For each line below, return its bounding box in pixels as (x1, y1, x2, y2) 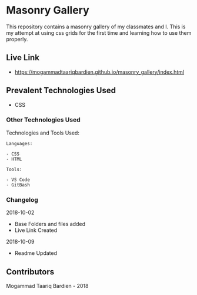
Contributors (6, 267, 55, 277)
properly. (6, 35, 28, 42)
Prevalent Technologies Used (6, 86, 116, 96)
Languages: (6, 140, 33, 146)
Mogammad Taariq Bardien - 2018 (6, 282, 89, 289)
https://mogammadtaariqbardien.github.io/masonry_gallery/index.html (14, 68, 185, 76)
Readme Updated (14, 250, 58, 257)
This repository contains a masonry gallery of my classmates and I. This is (6, 23, 186, 30)
